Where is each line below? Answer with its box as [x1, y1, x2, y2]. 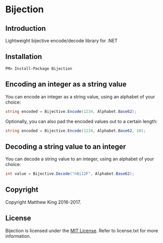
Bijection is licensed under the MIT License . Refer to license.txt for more [5, 227, 158, 234]
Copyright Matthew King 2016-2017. [5, 199, 81, 205]
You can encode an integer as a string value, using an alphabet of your [5, 93, 155, 99]
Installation [5, 52, 42, 61]
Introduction [5, 24, 46, 33]
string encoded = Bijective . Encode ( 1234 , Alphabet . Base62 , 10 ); [5, 128, 146, 133]
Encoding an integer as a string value [5, 80, 127, 89]
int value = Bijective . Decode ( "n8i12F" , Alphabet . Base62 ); [5, 171, 135, 176]
